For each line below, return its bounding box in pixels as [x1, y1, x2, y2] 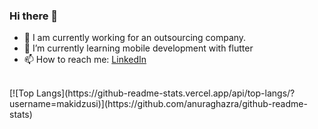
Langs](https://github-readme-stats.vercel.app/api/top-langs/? [36, 87, 296, 99]
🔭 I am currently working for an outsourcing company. [23, 32, 247, 44]
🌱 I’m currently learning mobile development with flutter [23, 42, 254, 54]
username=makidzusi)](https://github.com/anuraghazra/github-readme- [9, 98, 308, 110]
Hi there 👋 [9, 9, 59, 23]
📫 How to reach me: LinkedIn [23, 54, 147, 66]
